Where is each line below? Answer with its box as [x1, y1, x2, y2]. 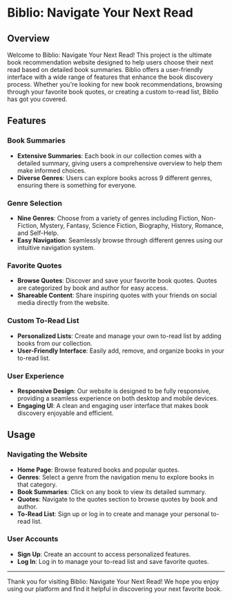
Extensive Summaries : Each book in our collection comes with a [17, 151, 202, 160]
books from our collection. [17, 339, 93, 347]
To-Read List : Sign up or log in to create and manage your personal [17, 509, 209, 518]
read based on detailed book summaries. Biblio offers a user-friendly [7, 66, 203, 73]
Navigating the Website [7, 450, 88, 459]
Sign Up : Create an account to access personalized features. [17, 549, 191, 558]
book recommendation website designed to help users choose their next [7, 58, 214, 67]
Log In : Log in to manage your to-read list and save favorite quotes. [17, 557, 209, 565]
